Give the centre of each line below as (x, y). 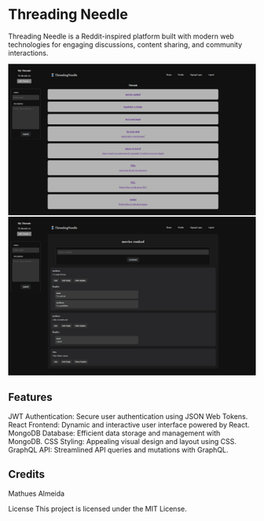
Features (30, 397)
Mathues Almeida (37, 493)
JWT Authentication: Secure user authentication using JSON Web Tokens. (128, 416)
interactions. (28, 53)
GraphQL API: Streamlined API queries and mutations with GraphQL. (119, 449)
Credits (27, 474)
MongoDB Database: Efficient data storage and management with (114, 433)
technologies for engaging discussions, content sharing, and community (125, 44)
